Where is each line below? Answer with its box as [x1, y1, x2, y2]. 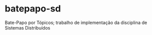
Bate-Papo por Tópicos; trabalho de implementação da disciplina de [5, 19, 147, 25]
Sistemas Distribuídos [5, 24, 50, 30]
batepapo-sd [5, 3, 62, 14]
